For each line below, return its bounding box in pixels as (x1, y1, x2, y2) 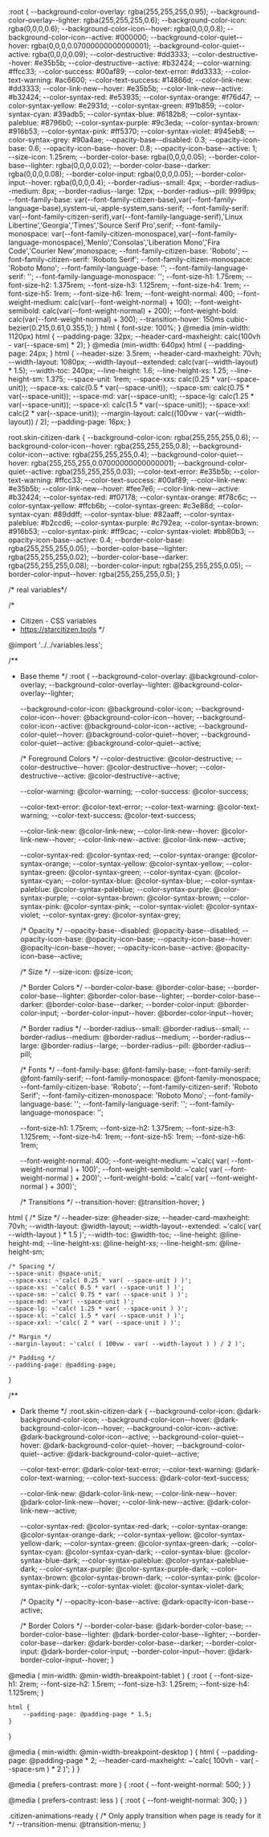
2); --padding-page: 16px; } (39, 417, 131, 426)
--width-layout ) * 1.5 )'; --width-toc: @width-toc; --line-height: (8, 1230, 218, 1239)
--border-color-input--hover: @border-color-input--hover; (60, 1009, 254, 1017)
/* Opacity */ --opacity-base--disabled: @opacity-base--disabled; (19, 926, 241, 935)
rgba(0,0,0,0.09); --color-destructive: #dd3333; (31, 50, 190, 59)
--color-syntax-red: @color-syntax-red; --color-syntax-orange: (19, 850, 230, 860)
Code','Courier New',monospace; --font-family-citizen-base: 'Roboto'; (8, 246, 240, 256)
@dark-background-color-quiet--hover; (43, 1440, 175, 1450)
